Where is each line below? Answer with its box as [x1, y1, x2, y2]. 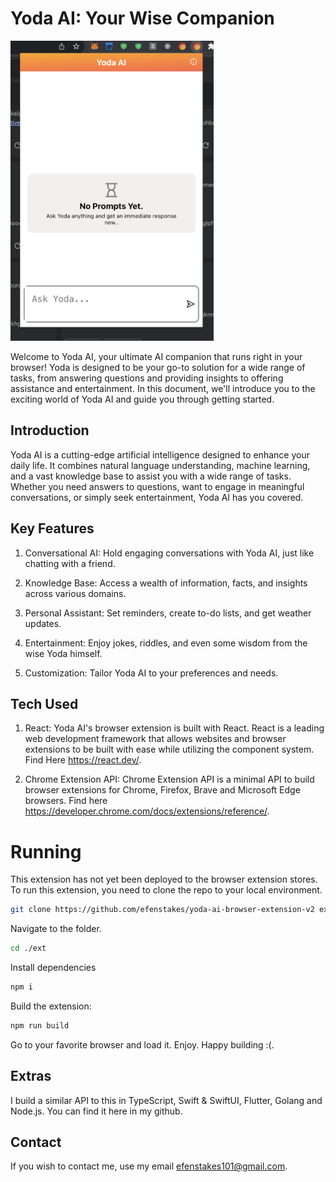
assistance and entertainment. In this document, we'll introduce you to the [10, 382, 316, 394]
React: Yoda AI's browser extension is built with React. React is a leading [24, 722, 325, 734]
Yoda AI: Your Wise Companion [10, 7, 275, 30]
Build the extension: [10, 1000, 92, 1012]
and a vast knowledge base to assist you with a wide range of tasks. [10, 470, 292, 482]
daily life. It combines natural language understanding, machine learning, [10, 459, 311, 471]
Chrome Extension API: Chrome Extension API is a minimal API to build [24, 773, 315, 786]
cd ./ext [10, 943, 47, 954]
